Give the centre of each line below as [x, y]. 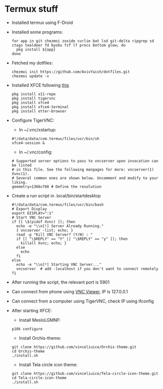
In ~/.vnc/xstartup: [38, 130]
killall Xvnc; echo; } [44, 243]
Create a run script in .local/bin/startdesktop [56, 195]
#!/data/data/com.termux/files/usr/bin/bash [58, 205]
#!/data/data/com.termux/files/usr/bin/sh [55, 139]
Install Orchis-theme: [40, 338]
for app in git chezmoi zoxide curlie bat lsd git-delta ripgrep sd [83, 41]
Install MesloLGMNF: [40, 320]
